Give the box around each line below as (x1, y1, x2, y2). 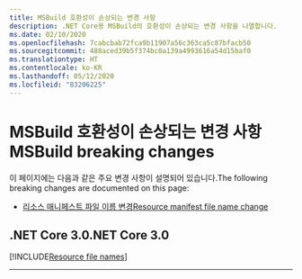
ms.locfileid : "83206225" (9, 80, 106, 89)
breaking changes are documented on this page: (9, 182, 190, 193)
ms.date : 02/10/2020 (9, 30, 87, 39)
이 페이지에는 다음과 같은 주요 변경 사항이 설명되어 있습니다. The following (9, 172, 268, 183)
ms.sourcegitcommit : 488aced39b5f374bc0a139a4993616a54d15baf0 (9, 47, 252, 56)
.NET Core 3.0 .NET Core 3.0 (9, 227, 170, 243)
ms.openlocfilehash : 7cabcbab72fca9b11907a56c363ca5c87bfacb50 (9, 38, 252, 48)
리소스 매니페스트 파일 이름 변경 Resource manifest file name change (22, 201, 269, 211)
